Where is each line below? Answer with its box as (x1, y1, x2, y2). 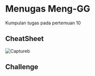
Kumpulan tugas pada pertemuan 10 (5, 20, 81, 26)
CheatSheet (5, 34, 44, 43)
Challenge (5, 63, 39, 71)
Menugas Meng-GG (5, 3, 90, 15)
